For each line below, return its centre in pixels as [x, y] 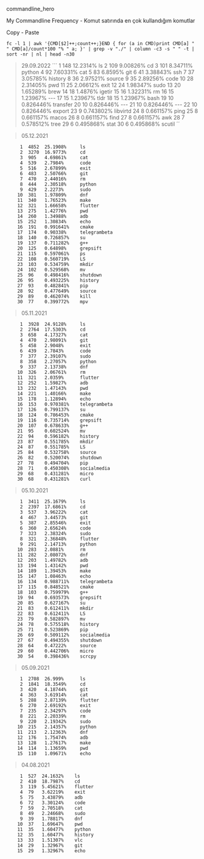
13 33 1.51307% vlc [50, 840]
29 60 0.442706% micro [56, 651]
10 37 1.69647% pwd [50, 824]
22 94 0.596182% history [58, 436]
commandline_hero [30, 9]
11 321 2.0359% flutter [58, 378]
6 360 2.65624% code [55, 528]
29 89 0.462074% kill [54, 297]
